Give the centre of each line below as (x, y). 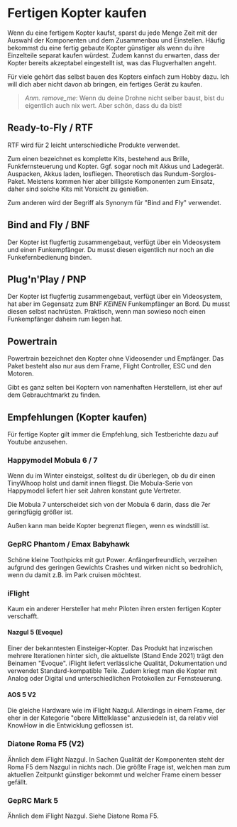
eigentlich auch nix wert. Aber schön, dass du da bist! (103, 105)
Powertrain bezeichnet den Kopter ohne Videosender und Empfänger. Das (116, 358)
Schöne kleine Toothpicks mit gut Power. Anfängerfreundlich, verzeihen (112, 559)
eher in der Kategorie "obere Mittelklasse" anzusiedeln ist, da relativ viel (113, 718)
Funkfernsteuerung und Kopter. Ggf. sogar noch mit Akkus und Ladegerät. (116, 166)
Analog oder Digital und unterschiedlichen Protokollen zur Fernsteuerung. (115, 679)
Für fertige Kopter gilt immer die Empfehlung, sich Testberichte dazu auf (113, 434)
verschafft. (23, 616)
